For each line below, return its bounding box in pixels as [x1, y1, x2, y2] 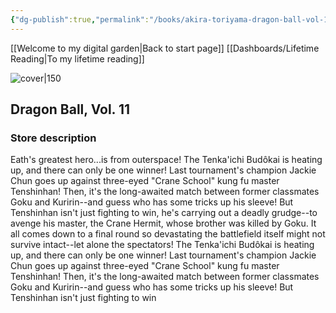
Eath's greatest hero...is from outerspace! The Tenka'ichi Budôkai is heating [10, 154, 323, 166]
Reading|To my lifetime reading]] [10, 52, 145, 65]
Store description [10, 131, 97, 145]
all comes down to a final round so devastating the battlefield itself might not [10, 228, 326, 240]
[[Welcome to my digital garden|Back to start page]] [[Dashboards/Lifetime [10, 42, 320, 54]
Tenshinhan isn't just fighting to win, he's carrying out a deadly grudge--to [10, 207, 318, 219]
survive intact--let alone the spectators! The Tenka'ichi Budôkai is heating [10, 239, 315, 251]
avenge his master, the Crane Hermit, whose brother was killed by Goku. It [10, 217, 317, 230]
